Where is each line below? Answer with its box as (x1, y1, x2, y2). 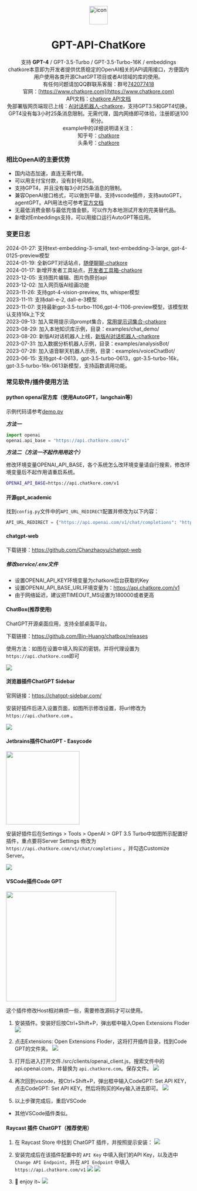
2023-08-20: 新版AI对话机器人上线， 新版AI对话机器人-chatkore (6, 332, 160, 339)
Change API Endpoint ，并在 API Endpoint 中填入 (14, 1158, 130, 1165)
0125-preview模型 (6, 252, 50, 259)
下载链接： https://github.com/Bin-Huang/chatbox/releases (6, 632, 148, 640)
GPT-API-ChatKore (51, 38, 146, 52)
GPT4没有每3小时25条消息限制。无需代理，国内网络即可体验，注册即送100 (8, 110, 189, 117)
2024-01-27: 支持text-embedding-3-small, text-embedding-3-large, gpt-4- (6, 244, 188, 251)
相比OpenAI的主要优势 (6, 155, 70, 163)
